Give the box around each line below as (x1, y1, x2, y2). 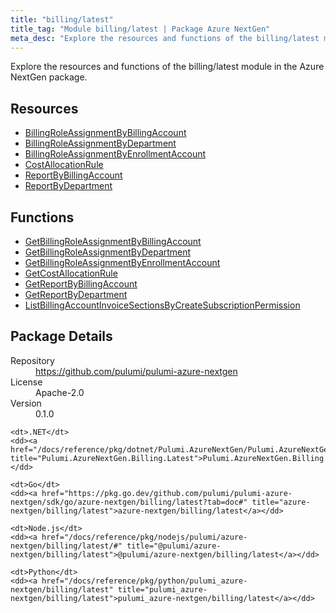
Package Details (10, 328, 113, 345)
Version (10, 397, 42, 409)
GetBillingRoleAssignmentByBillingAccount (24, 236, 202, 247)
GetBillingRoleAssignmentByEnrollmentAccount (24, 257, 221, 268)
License (10, 376, 43, 388)
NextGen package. (10, 71, 88, 83)
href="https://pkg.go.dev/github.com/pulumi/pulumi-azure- (41, 488, 293, 498)
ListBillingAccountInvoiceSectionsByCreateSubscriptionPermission (24, 299, 301, 311)
